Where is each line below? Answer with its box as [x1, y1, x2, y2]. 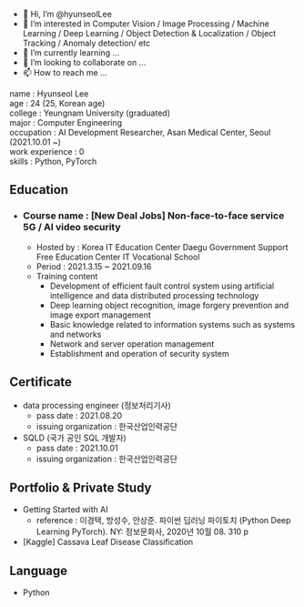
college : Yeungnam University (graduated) [9, 107, 171, 118]
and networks [49, 329, 102, 339]
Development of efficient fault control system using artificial [49, 280, 275, 291]
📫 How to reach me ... [22, 67, 107, 77]
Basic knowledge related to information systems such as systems [49, 319, 296, 329]
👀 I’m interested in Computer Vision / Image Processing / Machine [22, 18, 270, 29]
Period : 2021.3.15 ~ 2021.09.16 [35, 260, 152, 272]
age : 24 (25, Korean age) [9, 98, 106, 108]
